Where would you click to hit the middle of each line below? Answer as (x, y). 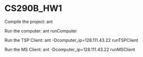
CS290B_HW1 (33, 8)
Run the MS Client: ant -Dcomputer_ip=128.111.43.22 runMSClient (70, 49)
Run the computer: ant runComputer (41, 31)
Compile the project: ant (29, 22)
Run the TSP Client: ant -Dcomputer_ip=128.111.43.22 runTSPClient (71, 40)
